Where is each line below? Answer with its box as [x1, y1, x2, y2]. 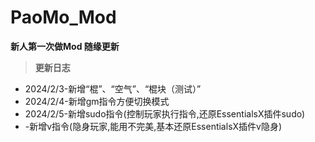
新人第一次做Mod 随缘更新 [10, 40, 120, 52]
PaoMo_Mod [10, 6, 117, 29]
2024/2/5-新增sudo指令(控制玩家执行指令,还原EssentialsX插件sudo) [24, 107, 306, 120]
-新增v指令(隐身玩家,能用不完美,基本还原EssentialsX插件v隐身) [24, 120, 283, 132]
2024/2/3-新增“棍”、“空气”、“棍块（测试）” [24, 82, 202, 95]
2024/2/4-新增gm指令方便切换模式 [24, 95, 170, 107]
